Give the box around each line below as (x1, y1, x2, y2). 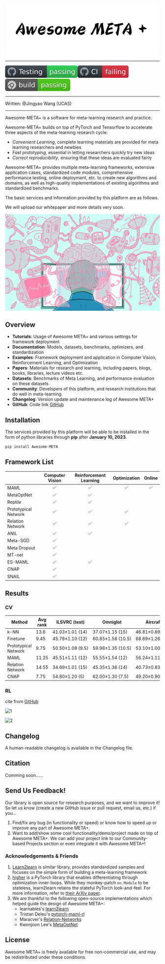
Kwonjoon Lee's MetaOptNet (19, 921, 78, 927)
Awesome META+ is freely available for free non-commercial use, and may (5, 949, 156, 955)
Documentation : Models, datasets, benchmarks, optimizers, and (12, 344, 143, 350)
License (5, 936, 30, 944)
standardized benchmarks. (5, 185, 59, 191)
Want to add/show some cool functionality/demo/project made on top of (12, 830, 159, 836)
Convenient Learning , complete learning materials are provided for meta (12, 139, 159, 145)
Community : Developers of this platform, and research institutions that (12, 386, 156, 392)
